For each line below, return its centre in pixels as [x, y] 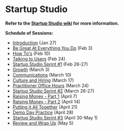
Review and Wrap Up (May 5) [43, 123]
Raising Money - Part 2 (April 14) [46, 101]
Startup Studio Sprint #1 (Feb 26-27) [50, 64]
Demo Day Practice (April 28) [43, 112]
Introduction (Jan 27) [35, 43]
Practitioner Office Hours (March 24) [51, 85]
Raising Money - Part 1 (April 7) [45, 96]
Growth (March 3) [31, 70]
